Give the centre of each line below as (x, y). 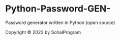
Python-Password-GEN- (58, 9)
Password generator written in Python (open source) (60, 22)
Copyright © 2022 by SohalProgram (43, 32)
